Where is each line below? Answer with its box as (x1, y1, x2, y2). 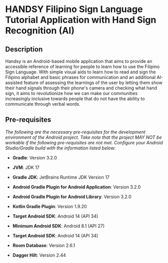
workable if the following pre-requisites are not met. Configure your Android (5, 139, 163, 145)
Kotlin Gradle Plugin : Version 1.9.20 (12, 203, 87, 209)
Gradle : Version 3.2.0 (12, 154, 57, 160)
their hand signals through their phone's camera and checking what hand (5, 85, 157, 91)
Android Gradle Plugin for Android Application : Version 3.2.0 (12, 184, 141, 190)
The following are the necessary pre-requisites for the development (5, 129, 146, 135)
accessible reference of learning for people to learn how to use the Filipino (5, 64, 160, 69)
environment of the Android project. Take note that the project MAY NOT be (5, 134, 162, 140)
